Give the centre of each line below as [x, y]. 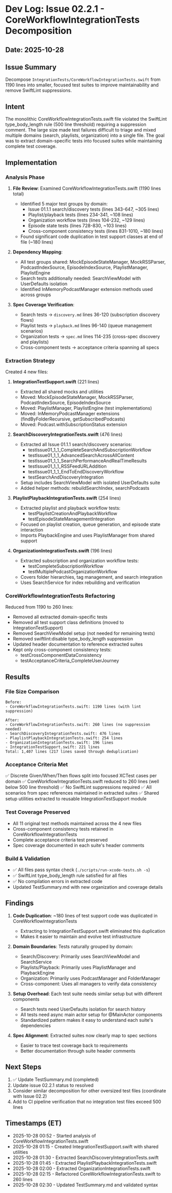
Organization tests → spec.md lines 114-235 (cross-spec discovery [90, 336]
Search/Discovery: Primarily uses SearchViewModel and [80, 956]
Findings [20, 903]
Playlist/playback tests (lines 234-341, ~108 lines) [81, 214]
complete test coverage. [31, 146]
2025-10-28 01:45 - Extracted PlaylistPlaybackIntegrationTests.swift [85, 1163]
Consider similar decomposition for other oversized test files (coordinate [89, 1091]
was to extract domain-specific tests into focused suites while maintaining [84, 141]
